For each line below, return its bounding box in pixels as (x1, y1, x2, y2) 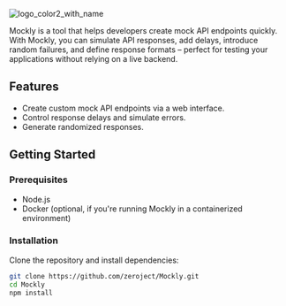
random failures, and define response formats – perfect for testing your (9, 44, 268, 55)
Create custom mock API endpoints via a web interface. (21, 103, 225, 113)
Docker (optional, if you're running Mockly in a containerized (21, 203, 243, 214)
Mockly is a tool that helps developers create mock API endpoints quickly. (9, 26, 278, 35)
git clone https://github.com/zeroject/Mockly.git (9, 272, 199, 280)
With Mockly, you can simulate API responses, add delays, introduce (9, 35, 259, 45)
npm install (9, 288, 53, 297)
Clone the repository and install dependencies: (9, 255, 179, 265)
